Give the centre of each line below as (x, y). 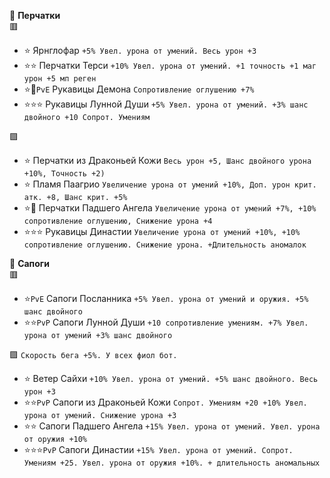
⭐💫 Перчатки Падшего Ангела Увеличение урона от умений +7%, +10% (170, 208)
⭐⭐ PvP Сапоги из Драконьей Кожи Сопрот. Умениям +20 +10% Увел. (165, 402)
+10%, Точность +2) (64, 174)
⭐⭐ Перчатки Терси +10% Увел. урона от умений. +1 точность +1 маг (170, 65)
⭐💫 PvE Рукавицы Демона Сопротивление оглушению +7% (139, 89)
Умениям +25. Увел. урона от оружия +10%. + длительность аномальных (172, 463)
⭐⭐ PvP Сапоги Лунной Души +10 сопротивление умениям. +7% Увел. (166, 322)
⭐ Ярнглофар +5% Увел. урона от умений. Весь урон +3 (140, 50)
